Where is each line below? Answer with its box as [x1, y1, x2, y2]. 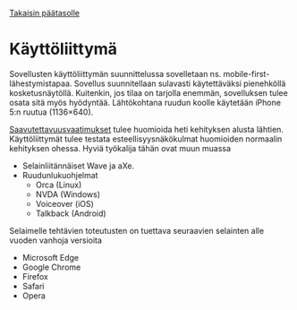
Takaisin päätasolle [9, 8, 81, 18]
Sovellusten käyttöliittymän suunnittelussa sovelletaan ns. [9, 68, 222, 79]
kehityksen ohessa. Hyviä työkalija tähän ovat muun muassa [9, 142, 231, 153]
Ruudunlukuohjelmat [21, 169, 98, 180]
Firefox [21, 271, 49, 281]
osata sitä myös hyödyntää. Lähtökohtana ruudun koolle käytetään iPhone [9, 97, 282, 108]
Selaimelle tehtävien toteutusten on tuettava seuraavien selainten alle [9, 225, 265, 236]
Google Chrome [21, 262, 81, 272]
